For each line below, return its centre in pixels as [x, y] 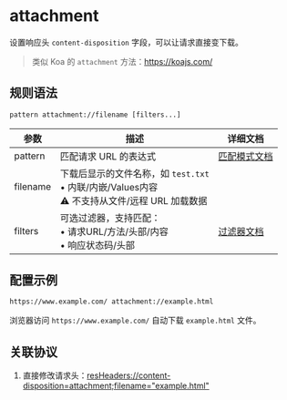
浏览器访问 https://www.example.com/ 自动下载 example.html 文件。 [135, 321]
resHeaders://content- [128, 375]
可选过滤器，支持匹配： [110, 218]
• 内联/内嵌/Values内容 [108, 187]
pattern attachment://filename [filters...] [95, 115]
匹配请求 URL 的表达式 [108, 156]
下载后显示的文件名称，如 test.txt [134, 173]
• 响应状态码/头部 [97, 245]
